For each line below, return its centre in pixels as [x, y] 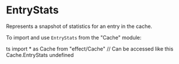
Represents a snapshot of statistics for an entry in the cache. [79, 26]
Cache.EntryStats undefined [40, 55]
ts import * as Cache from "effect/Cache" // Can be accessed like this [90, 49]
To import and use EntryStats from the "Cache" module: [74, 37]
